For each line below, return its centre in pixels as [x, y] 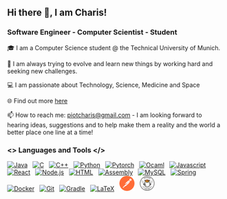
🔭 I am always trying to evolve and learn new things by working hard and [110, 63]
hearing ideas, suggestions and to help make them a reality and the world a [114, 125]
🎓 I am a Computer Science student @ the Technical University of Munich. [114, 48]
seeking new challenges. [42, 71]
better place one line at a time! [50, 132]
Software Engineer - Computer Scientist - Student [92, 32]
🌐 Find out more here [37, 101]
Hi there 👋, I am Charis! [57, 13]
